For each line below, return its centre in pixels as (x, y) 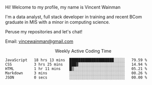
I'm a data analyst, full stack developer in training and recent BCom (74, 17)
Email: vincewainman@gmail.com (39, 41)
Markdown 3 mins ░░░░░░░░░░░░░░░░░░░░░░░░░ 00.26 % (76, 73)
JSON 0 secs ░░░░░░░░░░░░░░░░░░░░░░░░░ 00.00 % (76, 78)
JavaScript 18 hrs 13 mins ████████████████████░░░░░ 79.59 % (76, 60)
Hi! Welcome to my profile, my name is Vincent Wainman (63, 7)
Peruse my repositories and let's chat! (44, 32)
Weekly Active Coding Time (83, 51)
